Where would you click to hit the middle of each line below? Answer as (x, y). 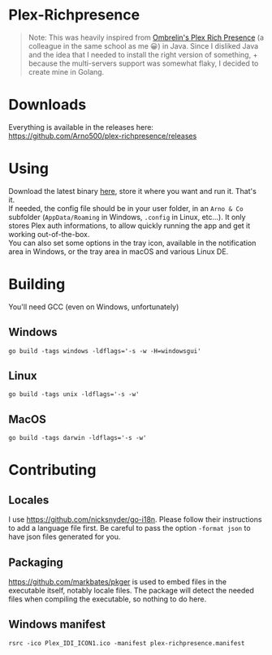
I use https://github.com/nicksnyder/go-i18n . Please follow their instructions (135, 519)
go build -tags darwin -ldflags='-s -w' (78, 438)
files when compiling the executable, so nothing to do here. (108, 599)
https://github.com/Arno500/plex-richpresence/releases (103, 136)
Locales (29, 500)
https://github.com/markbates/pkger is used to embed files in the (118, 582)
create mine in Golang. (66, 71)
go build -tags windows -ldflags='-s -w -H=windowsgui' (105, 351)
